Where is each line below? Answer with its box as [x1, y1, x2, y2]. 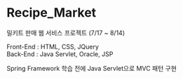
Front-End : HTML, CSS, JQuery [6, 42, 100, 51]
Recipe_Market [6, 5, 97, 21]
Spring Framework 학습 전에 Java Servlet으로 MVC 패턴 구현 [6, 64, 177, 72]
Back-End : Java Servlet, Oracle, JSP [6, 50, 114, 58]
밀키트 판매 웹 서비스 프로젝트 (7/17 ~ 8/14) [6, 28, 126, 37]
